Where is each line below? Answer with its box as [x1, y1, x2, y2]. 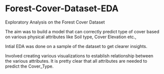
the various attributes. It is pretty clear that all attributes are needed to [5, 58, 148, 64]
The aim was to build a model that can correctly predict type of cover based [5, 28, 160, 34]
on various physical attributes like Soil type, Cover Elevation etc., [5, 34, 136, 40]
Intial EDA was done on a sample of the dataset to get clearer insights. [5, 43, 148, 49]
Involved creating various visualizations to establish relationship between [5, 52, 154, 59]
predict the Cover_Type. [5, 63, 54, 69]
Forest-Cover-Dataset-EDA [5, 3, 119, 14]
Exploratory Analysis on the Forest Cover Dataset [5, 19, 105, 25]
